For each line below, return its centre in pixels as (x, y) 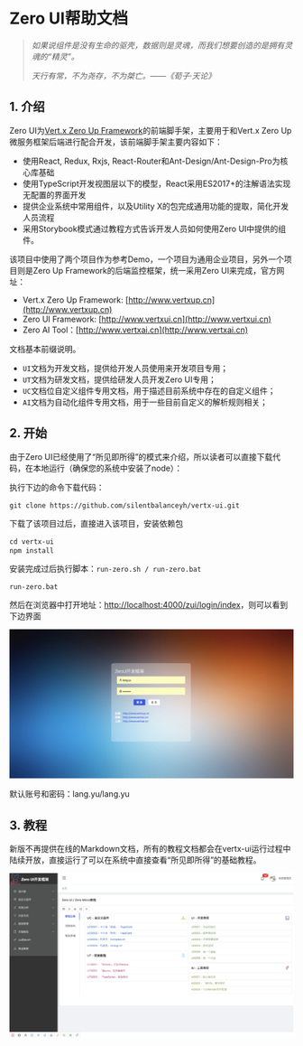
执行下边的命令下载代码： (57, 487)
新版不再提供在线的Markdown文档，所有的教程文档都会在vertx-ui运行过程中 (150, 849)
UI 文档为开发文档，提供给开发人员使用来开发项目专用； (125, 368)
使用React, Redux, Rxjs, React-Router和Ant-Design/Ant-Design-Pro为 (151, 161)
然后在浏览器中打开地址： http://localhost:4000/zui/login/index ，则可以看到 (149, 604)
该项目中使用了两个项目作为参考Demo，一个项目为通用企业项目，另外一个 (147, 259)
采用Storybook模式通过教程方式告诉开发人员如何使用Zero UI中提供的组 (154, 229)
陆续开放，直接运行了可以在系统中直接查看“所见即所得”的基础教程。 (135, 860)
